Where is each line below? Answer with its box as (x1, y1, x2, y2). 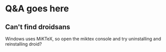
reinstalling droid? (5, 41, 42, 47)
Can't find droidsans (5, 23, 70, 31)
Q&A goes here (5, 3, 69, 14)
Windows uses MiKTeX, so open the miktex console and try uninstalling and (5, 36, 161, 42)
